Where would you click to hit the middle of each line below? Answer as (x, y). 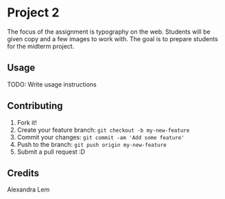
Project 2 (33, 13)
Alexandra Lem (28, 189)
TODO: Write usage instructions (52, 84)
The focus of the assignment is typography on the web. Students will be (109, 32)
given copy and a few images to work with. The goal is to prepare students (113, 38)
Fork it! (27, 122)
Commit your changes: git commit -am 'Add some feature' (101, 137)
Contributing (35, 106)
